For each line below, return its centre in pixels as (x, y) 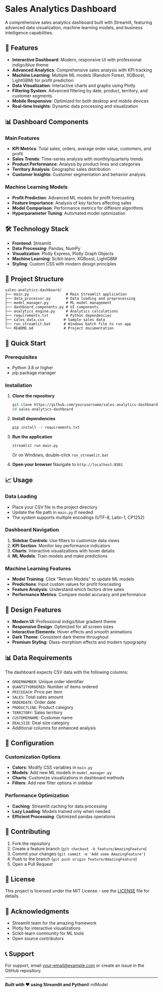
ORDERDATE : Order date (34, 702)
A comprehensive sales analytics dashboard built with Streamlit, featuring (79, 22)
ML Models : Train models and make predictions (60, 556)
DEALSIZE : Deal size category (41, 723)
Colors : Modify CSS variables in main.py (52, 767)
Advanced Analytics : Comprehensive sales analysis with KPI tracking (82, 70)
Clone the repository (33, 396)
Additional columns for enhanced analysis (54, 728)
